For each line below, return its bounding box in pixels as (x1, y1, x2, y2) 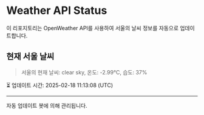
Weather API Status (6, 4, 107, 18)
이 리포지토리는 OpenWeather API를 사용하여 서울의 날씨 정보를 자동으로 (6, 24, 179, 31)
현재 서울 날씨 (6, 51, 55, 62)
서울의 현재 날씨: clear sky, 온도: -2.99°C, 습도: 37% (21, 68, 148, 76)
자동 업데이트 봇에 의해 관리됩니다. (6, 102, 87, 109)
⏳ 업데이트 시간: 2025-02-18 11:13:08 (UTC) (6, 81, 114, 88)
